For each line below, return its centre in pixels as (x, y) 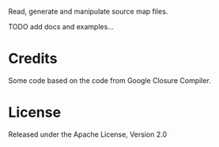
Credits (33, 59)
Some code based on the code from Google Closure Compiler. (109, 80)
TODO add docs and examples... (61, 26)
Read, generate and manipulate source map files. (88, 11)
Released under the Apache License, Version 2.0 (88, 134)
